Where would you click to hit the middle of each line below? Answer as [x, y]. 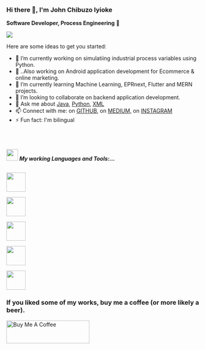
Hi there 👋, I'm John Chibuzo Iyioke [59, 10]
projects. [26, 91]
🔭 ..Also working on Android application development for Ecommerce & [105, 71]
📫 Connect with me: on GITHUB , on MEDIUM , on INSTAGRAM [94, 111]
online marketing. [37, 78]
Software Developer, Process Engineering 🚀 [63, 23]
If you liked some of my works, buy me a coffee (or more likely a [103, 303]
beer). [16, 310]
